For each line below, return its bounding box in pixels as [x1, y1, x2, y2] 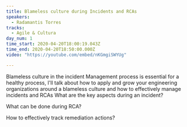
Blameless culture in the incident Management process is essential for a [6, 73, 179, 80]
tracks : [6, 24, 25, 31]
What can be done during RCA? [6, 103, 82, 110]
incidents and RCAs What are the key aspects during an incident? [6, 91, 164, 98]
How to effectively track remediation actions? [6, 114, 115, 121]
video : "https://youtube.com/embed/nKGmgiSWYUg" [6, 52, 127, 58]
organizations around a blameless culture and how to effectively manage [6, 85, 181, 92]
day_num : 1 [6, 36, 33, 41]
